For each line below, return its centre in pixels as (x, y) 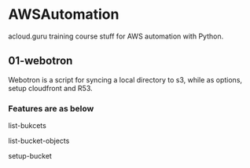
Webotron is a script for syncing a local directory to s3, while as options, (125, 79)
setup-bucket (30, 156)
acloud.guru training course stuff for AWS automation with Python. (116, 36)
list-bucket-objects (39, 141)
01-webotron (40, 61)
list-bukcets (28, 126)
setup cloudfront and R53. (50, 88)
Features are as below (51, 108)
